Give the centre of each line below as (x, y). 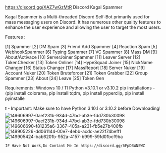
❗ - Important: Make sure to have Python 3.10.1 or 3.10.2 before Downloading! (83, 108)
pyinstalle (15, 98)
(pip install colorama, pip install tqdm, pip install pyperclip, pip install (75, 93)
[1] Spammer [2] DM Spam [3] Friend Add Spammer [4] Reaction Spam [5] (81, 46)
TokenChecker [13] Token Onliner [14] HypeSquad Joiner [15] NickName (79, 62)
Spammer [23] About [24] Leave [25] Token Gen (55, 78)
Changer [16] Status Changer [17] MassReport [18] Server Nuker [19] (75, 68)
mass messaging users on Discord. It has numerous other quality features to (83, 22)
